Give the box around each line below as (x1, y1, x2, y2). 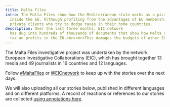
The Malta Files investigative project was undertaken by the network (5, 49, 148, 56)
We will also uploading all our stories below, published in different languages (5, 85, 164, 91)
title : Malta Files (5, 7, 47, 13)
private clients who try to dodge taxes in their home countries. (10, 21, 153, 27)
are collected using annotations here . (5, 95, 83, 101)
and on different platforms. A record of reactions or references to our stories (5, 90, 164, 96)
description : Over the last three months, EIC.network (5, 26, 123, 31)
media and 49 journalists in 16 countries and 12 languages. (5, 60, 127, 66)
